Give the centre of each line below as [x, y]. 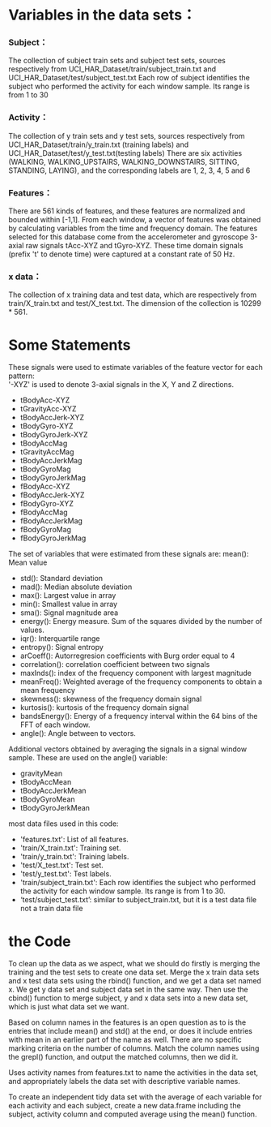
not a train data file [51, 909]
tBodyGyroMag [45, 469]
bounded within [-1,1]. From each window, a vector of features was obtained [135, 220]
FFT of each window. [55, 725]
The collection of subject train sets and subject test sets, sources [117, 61]
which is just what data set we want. [69, 1007]
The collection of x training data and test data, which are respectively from [133, 295]
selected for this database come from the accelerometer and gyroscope [128, 237]
